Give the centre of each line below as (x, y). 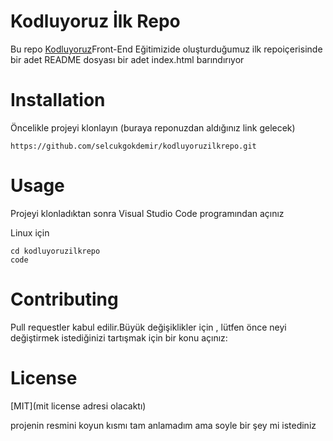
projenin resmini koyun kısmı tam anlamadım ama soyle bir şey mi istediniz (163, 425)
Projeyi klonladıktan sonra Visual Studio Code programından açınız (147, 213)
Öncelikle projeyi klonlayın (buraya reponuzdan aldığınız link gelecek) (153, 127)
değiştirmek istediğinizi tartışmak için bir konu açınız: (119, 337)
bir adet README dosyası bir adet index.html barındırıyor (127, 59)
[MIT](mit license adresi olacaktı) (78, 406)
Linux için (30, 232)
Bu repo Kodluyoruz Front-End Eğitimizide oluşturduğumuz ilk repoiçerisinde (166, 49)
